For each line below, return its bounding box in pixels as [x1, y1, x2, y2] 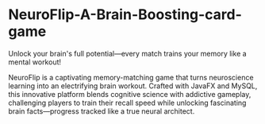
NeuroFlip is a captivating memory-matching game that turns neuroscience [8, 72, 254, 82]
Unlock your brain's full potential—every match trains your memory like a [8, 48, 248, 58]
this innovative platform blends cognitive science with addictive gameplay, [8, 89, 252, 99]
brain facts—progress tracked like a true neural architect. [8, 106, 195, 116]
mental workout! [8, 57, 62, 67]
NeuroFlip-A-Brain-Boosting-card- [8, 6, 242, 24]
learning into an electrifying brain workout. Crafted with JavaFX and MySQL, [8, 81, 258, 91]
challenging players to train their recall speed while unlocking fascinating [8, 98, 247, 107]
